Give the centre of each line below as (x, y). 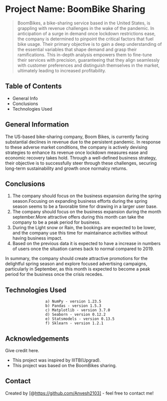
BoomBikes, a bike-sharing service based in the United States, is (84, 23)
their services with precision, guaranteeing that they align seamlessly (88, 60)
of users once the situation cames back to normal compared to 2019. (83, 249)
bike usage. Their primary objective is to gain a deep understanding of (89, 44)
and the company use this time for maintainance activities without (80, 233)
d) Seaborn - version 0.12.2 (76, 315)
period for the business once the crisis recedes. (54, 274)
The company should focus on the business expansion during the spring (87, 196)
